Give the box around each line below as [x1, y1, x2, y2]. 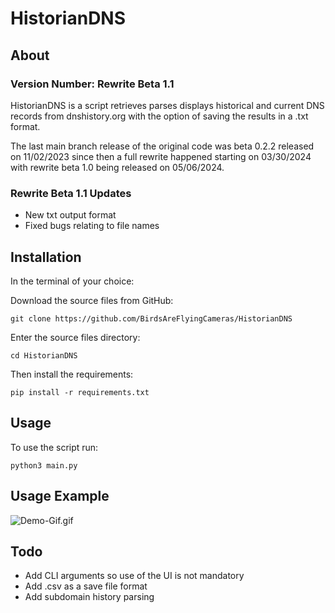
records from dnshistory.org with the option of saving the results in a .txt [10, 110, 309, 122]
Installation [10, 248, 82, 266]
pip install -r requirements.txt [10, 387, 150, 397]
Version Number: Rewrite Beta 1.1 [10, 77, 175, 91]
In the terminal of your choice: [10, 275, 135, 287]
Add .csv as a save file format [24, 580, 148, 592]
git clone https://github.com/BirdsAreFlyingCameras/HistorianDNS [10, 313, 293, 324]
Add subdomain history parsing [24, 591, 155, 603]
